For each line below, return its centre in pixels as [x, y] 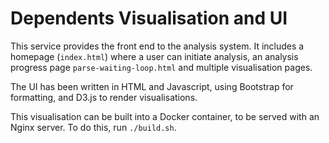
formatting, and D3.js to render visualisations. [104, 97]
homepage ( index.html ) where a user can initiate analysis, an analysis [154, 56]
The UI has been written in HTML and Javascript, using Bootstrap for [152, 86]
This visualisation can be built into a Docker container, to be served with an [165, 116]
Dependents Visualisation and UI [149, 18]
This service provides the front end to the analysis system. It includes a [157, 46]
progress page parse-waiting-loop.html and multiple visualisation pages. [161, 67]
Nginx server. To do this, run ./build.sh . [93, 127]
